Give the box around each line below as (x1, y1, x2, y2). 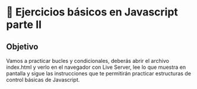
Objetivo (6, 42, 39, 52)
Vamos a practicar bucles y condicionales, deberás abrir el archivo (6, 58, 169, 64)
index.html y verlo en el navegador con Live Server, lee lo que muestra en (6, 63, 186, 71)
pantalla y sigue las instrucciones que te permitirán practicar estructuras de (6, 70, 192, 77)
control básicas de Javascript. (6, 77, 80, 83)
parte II (6, 18, 42, 31)
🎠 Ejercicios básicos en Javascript (6, 5, 178, 19)
